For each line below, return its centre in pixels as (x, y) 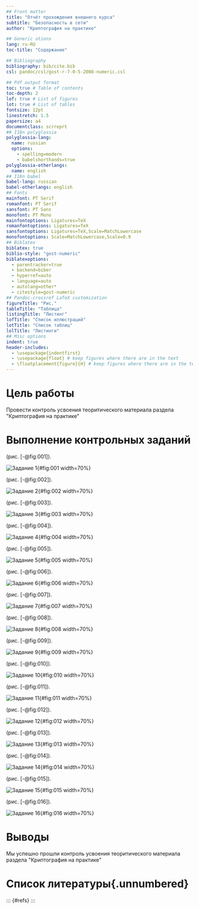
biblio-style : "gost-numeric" (44, 254)
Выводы (28, 837)
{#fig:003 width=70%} (66, 514)
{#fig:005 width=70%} (65, 560)
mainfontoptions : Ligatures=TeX (46, 220)
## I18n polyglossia (32, 132)
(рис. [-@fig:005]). (29, 548)
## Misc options (26, 336)
